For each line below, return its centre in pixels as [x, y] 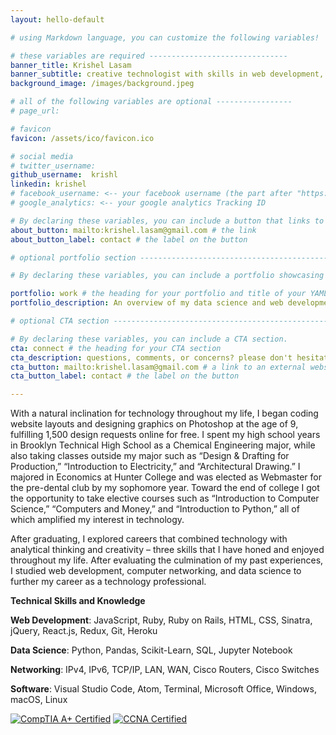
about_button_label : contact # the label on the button [129, 239]
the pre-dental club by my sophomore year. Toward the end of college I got [165, 488]
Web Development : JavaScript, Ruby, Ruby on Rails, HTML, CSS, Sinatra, [161, 620]
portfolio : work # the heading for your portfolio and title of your [158, 294]
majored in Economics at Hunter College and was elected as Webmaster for [166, 477]
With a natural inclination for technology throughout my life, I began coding [164, 413]
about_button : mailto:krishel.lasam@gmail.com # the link [133, 230]
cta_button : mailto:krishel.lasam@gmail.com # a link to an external [158, 367]
